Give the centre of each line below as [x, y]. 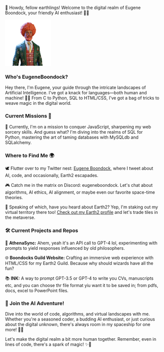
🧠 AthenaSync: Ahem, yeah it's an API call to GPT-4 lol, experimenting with [81, 243]
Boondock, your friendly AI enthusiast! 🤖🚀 [47, 13]
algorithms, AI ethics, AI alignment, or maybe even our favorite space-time [80, 192]
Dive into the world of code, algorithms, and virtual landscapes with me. [78, 314]
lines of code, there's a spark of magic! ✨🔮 [48, 345]
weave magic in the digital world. [38, 103]
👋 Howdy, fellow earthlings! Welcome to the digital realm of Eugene [73, 8]
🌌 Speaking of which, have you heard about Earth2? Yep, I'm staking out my [82, 207]
